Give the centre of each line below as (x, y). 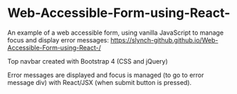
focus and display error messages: (58, 40)
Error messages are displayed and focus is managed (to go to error (106, 75)
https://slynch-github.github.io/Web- (164, 40)
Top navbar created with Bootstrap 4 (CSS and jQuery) (88, 61)
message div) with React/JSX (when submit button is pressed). (100, 82)
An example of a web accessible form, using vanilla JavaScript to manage (116, 33)
